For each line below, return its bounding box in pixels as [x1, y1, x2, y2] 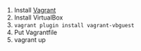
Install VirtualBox [13, 13, 63, 22]
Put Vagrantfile [13, 28, 58, 36]
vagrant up [13, 36, 46, 44]
